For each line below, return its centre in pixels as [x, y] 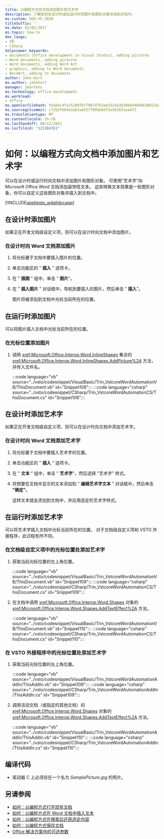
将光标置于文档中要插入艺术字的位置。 [51, 452]
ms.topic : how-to [23, 32]
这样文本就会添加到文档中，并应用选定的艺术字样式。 [66, 500]
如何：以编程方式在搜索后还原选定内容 [51, 819]
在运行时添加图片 [31, 316]
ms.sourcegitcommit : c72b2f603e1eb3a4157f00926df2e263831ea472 [71, 110]
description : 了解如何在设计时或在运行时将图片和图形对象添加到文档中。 [70, 14]
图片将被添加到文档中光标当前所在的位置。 [55, 299]
